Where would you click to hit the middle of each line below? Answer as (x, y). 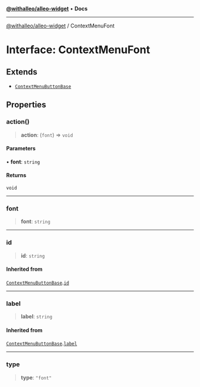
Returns (16, 175)
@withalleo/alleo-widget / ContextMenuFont (60, 26)
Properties (26, 105)
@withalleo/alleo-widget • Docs (47, 9)
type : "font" (36, 377)
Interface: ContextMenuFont (78, 50)
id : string (33, 255)
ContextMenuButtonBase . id (38, 282)
